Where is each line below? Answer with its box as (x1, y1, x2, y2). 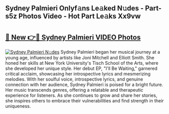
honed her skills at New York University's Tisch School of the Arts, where (5, 60, 159, 66)
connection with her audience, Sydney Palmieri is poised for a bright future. (5, 82, 163, 88)
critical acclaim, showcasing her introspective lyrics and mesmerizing (5, 71, 151, 77)
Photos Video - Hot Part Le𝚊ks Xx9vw (18, 12, 141, 21)
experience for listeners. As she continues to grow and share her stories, (5, 92, 157, 98)
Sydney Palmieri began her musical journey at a (60, 49, 160, 55)
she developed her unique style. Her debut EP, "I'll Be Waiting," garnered (5, 65, 158, 71)
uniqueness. (5, 103, 31, 109)
